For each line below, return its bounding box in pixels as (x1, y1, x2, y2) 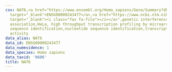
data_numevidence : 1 (5, 45, 50, 50)
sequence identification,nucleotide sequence (10, 26, 109, 31)
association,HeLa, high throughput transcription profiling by (10, 21, 147, 27)
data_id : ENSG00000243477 (5, 41, 60, 46)
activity (10, 31, 29, 36)
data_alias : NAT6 (5, 36, 42, 41)
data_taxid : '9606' (5, 54, 47, 60)
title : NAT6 (5, 59, 31, 64)
